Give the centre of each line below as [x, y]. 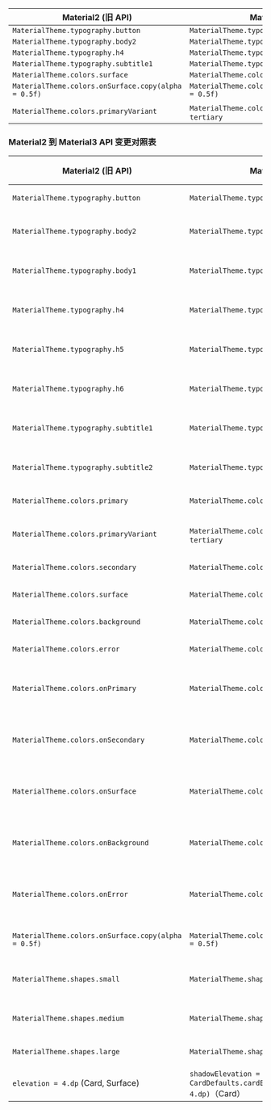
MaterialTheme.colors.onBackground [81, 843]
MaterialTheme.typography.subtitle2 [83, 468]
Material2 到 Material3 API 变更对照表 [82, 142]
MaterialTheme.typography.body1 [75, 271]
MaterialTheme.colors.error [66, 649]
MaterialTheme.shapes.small [66, 979]
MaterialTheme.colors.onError [71, 894]
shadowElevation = [225, 1074]
